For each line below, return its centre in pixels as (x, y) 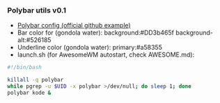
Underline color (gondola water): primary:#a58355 (89, 48)
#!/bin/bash (24, 68)
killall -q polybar (36, 80)
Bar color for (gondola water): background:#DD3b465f (96, 32)
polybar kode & (29, 93)
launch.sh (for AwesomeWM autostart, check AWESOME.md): (106, 55)
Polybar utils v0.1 (37, 10)
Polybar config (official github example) (74, 26)
